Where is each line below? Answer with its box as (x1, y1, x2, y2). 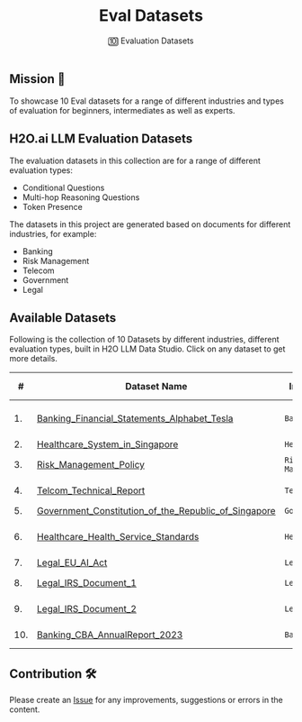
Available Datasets (9, 310, 117, 325)
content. (9, 704, 40, 715)
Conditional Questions (22, 182, 105, 193)
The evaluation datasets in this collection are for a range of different (9, 155, 261, 166)
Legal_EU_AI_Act (37, 556, 108, 569)
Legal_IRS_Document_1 (37, 577, 138, 589)
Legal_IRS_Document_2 (37, 603, 138, 616)
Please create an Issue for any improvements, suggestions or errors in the (9, 695, 283, 706)
